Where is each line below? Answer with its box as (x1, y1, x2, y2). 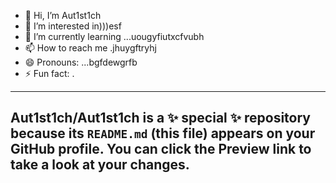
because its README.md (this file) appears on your (10, 125, 316, 142)
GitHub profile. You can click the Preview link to (10, 141, 312, 158)
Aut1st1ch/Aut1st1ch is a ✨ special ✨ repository (10, 110, 311, 127)
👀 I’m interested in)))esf (24, 20, 122, 32)
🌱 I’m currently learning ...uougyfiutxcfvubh (24, 31, 205, 42)
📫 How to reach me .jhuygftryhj (24, 42, 157, 54)
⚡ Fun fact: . (24, 68, 75, 79)
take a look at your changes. (10, 156, 190, 174)
